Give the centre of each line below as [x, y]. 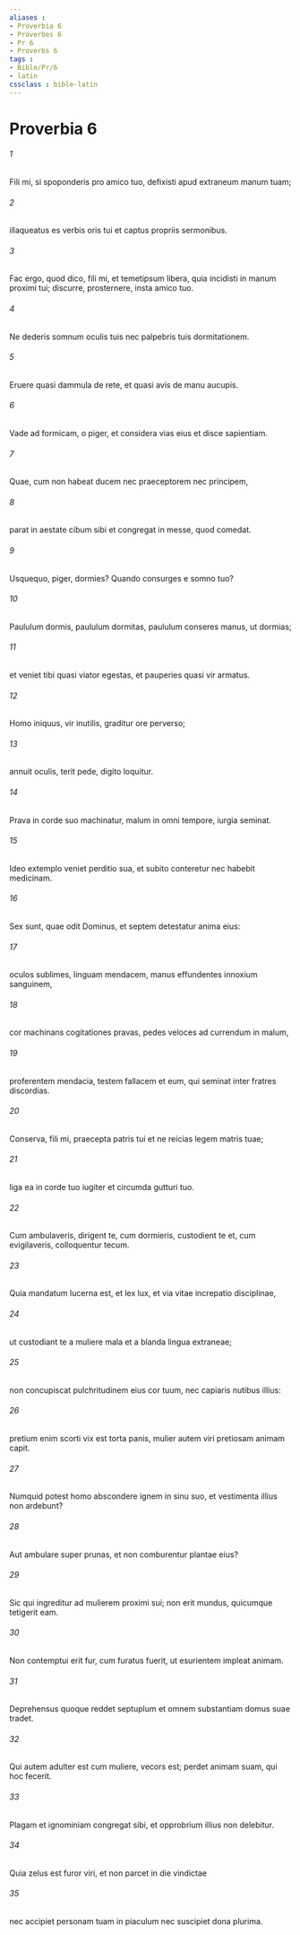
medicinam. [31, 878]
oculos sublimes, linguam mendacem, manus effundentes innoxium [133, 975]
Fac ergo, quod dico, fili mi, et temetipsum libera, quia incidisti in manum [143, 278]
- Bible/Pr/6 [34, 68]
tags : [21, 59]
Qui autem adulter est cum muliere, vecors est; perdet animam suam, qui [143, 1767]
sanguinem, [31, 985]
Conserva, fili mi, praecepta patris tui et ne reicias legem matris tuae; [137, 1138]
